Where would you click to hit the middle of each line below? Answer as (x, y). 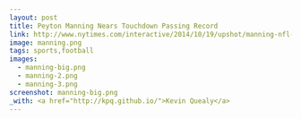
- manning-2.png (47, 76)
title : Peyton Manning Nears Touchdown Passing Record (114, 26)
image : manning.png (46, 42)
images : (24, 59)
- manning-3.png (47, 84)
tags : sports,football (52, 51)
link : (19, 34)
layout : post (34, 17)
